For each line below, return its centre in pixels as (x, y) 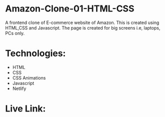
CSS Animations (29, 77)
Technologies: (35, 53)
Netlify (19, 88)
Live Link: (25, 109)
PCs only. (15, 33)
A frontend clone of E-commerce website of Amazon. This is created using (82, 22)
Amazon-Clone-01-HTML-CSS (70, 9)
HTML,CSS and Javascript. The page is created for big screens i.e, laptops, (83, 27)
